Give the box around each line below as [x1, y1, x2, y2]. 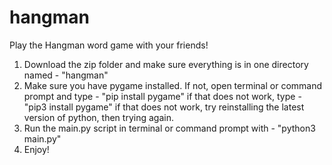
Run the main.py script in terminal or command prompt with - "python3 [23, 122, 316, 134]
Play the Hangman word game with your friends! [9, 39, 209, 51]
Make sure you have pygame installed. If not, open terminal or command [23, 79, 323, 91]
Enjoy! [23, 143, 50, 155]
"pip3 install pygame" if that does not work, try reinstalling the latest [23, 101, 305, 113]
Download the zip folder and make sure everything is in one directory [23, 58, 309, 70]
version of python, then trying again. [23, 111, 174, 123]
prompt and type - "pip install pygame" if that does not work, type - [23, 90, 302, 102]
